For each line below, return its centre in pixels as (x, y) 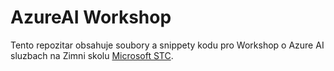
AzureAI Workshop (91, 17)
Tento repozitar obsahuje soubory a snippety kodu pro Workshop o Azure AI (167, 45)
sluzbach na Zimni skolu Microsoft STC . (92, 55)
